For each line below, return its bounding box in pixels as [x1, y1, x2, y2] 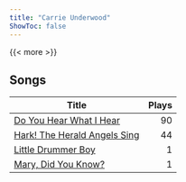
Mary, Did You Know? [14, 159, 106, 171]
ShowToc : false [9, 22, 67, 31]
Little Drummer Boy [14, 143, 97, 156]
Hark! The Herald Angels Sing [14, 129, 140, 141]
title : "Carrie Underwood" [9, 13, 111, 23]
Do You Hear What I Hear [14, 114, 120, 127]
